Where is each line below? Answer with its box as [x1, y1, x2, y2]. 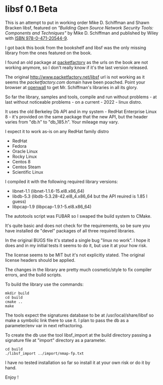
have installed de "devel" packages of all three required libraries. [5, 227, 136, 233]
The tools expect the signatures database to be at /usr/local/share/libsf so [5, 312, 154, 318]
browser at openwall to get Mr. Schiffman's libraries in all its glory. [5, 84, 138, 90]
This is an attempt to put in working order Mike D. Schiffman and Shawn [5, 20, 150, 25]
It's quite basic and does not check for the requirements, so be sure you [5, 223, 150, 228]
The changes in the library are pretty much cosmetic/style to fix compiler [5, 267, 152, 272]
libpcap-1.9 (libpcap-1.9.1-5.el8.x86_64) [12, 204, 92, 209]
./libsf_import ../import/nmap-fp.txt [5, 351, 84, 356]
